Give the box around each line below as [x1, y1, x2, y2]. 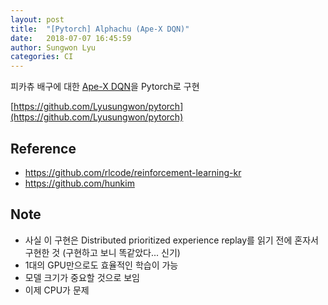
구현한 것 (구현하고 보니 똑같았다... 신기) [24, 246, 181, 258]
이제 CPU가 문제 [24, 284, 90, 296]
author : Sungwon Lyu [10, 42, 97, 53]
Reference [10, 140, 77, 157]
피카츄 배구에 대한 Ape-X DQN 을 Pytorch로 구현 [10, 81, 200, 93]
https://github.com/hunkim [24, 177, 135, 189]
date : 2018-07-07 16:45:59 [10, 33, 132, 43]
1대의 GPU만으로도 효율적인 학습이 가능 [24, 259, 179, 271]
